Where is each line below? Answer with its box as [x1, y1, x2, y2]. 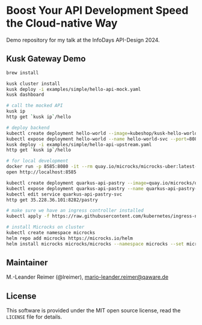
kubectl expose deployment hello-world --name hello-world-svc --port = [6, 136, 189, 142]
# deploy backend [6, 125, 50, 131]
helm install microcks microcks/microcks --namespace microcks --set [6, 241, 185, 247]
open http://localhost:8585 [6, 169, 77, 175]
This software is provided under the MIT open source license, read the [6, 307, 181, 314]
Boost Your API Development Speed [6, 4, 189, 17]
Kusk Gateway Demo [6, 54, 86, 64]
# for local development [6, 158, 69, 164]
